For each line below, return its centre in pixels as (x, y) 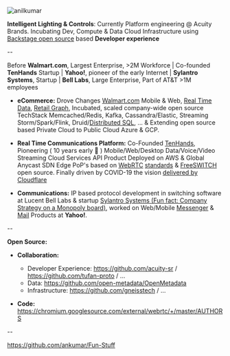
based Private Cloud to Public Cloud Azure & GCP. (88, 130)
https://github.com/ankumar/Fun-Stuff (61, 345)
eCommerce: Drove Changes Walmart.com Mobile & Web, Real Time (114, 101)
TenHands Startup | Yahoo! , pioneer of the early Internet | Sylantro (103, 73)
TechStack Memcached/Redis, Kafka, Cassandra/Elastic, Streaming (113, 115)
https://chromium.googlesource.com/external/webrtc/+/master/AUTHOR (120, 311)
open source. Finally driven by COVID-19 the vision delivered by (107, 172)
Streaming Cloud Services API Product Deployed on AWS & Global (111, 158)
